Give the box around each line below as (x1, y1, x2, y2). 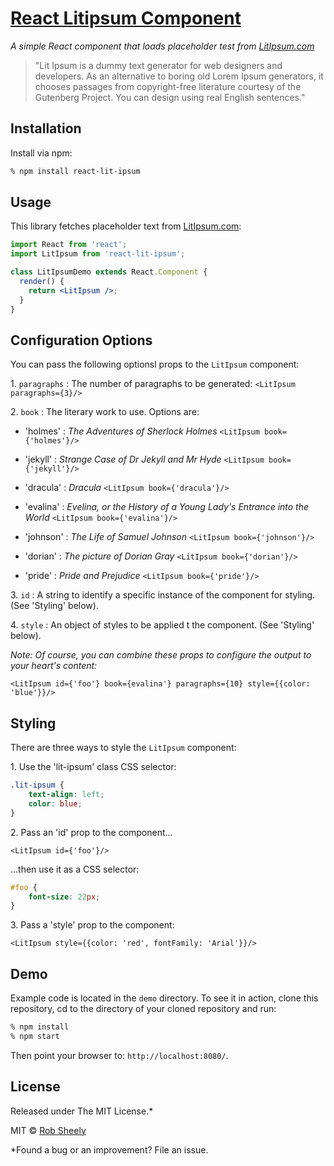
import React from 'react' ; (10, 240, 128, 250)
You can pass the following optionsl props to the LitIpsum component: (10, 358, 300, 371)
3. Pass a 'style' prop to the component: (10, 919, 175, 931)
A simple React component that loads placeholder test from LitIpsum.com (10, 40, 315, 52)
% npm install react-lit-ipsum (10, 166, 141, 176)
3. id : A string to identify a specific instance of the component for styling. (10, 589, 316, 601)
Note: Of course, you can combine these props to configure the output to (10, 649, 312, 661)
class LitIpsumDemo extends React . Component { (10, 267, 208, 277)
